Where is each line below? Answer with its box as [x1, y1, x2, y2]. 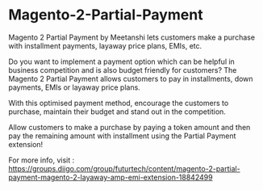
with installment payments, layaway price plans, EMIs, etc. [8, 40, 202, 50]
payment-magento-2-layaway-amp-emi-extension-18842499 [8, 172, 213, 182]
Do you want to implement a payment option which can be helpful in [8, 57, 236, 66]
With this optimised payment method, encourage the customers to [8, 98, 229, 108]
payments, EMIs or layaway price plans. [8, 82, 141, 92]
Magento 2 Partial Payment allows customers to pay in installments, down [8, 74, 253, 83]
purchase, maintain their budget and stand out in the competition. [8, 107, 226, 116]
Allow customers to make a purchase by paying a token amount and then [8, 122, 251, 132]
